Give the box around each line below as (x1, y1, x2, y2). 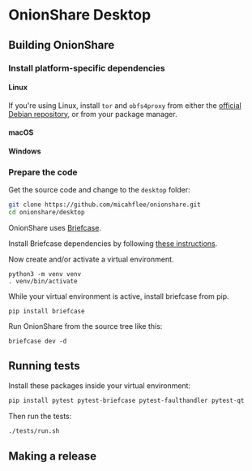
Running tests (8, 359, 81, 373)
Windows (8, 146, 41, 156)
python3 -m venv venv (8, 270, 82, 278)
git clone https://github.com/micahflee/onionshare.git (8, 201, 201, 209)
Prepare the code (8, 166, 79, 178)
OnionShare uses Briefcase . (8, 223, 101, 232)
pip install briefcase (8, 307, 85, 315)
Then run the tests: (8, 411, 72, 421)
